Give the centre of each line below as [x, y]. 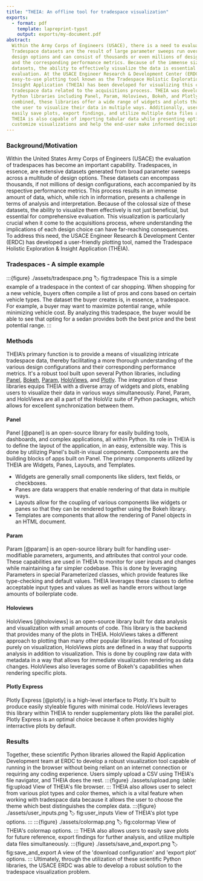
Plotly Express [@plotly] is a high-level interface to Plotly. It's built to [91, 700]
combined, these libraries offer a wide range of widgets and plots [100, 102]
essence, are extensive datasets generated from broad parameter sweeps [98, 172]
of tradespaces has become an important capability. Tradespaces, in [92, 165]
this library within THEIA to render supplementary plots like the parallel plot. [100, 713]
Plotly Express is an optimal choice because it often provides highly [90, 719]
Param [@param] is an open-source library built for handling [81, 549]
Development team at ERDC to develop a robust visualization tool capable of [101, 761]
